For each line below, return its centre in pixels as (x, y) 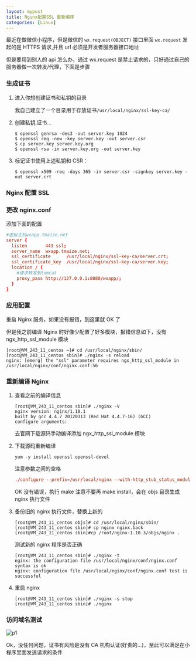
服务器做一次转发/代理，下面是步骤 (48, 67)
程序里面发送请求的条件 (34, 652)
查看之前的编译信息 (38, 395)
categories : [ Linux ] (31, 22)
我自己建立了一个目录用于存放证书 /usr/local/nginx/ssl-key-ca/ (92, 110)
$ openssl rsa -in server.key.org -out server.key (78, 149)
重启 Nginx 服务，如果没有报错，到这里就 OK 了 (63, 319)
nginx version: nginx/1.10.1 (50, 412)
